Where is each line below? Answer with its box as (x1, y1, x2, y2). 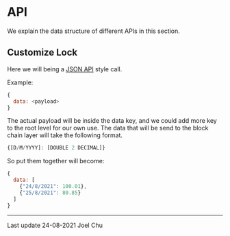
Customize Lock (7, 47, 77, 58)
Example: (7, 78, 34, 86)
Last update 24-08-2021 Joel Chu (7, 221, 103, 229)
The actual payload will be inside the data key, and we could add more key (7, 117, 217, 125)
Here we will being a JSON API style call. (7, 64, 123, 73)
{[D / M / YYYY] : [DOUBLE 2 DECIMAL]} (7, 145, 106, 152)
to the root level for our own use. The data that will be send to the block (7, 124, 209, 132)
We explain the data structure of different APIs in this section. (7, 27, 180, 35)
